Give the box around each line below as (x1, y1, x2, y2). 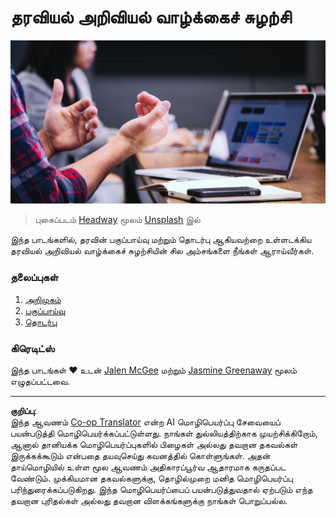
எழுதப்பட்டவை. (10, 375, 70, 387)
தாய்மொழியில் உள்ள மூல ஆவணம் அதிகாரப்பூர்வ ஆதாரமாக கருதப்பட (10, 461, 287, 473)
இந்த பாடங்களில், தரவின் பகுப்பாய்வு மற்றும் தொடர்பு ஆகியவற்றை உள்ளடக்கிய (10, 234, 312, 246)
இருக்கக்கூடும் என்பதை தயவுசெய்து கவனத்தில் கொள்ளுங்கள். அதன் (10, 449, 271, 461)
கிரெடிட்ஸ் (10, 341, 55, 355)
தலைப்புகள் (10, 271, 59, 285)
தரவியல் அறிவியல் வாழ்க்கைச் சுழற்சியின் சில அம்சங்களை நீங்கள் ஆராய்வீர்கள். (10, 245, 315, 257)
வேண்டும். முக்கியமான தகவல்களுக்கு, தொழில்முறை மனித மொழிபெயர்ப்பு (10, 472, 293, 484)
